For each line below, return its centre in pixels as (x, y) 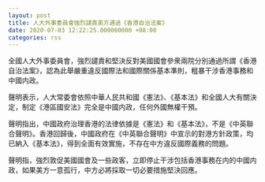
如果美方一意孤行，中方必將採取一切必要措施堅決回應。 (112, 170)
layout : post (30, 15)
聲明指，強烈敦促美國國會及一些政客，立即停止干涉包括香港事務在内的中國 (129, 160)
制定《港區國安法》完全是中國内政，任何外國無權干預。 (112, 107)
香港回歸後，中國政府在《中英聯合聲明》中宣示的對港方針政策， (143, 134)
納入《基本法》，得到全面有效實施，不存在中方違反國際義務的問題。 (123, 143)
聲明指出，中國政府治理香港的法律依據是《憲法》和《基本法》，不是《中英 (127, 124)
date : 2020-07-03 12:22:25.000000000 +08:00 (82, 30)
